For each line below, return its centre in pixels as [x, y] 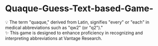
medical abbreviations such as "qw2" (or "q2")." [54, 27]
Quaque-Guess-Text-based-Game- [79, 9]
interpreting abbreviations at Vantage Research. [54, 38]
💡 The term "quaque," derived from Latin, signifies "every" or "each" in [77, 22]
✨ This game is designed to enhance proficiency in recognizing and [74, 33]
